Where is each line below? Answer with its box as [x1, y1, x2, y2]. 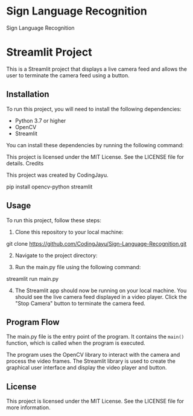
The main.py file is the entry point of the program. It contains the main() [6, 333, 185, 341]
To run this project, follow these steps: [6, 216, 101, 224]
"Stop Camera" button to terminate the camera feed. [14, 299, 146, 307]
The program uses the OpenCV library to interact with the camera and [6, 351, 180, 359]
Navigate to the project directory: [14, 252, 98, 259]
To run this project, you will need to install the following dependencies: [6, 105, 182, 112]
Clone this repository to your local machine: [14, 228, 124, 235]
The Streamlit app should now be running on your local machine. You [14, 287, 187, 294]
